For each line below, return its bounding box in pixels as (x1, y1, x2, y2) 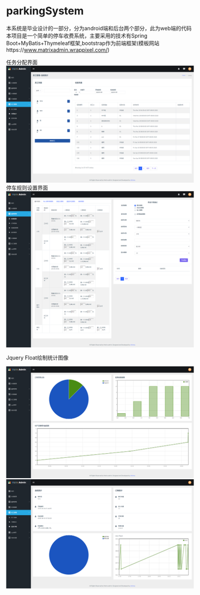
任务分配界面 (6, 58, 37, 66)
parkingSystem (6, 4, 85, 18)
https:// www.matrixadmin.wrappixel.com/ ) (6, 46, 110, 53)
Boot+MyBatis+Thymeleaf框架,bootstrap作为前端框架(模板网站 (6, 39, 160, 47)
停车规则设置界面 (6, 184, 48, 191)
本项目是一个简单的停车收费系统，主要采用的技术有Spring (6, 32, 148, 39)
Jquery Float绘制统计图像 (6, 354, 68, 361)
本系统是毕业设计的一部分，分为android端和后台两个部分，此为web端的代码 (6, 24, 192, 32)
